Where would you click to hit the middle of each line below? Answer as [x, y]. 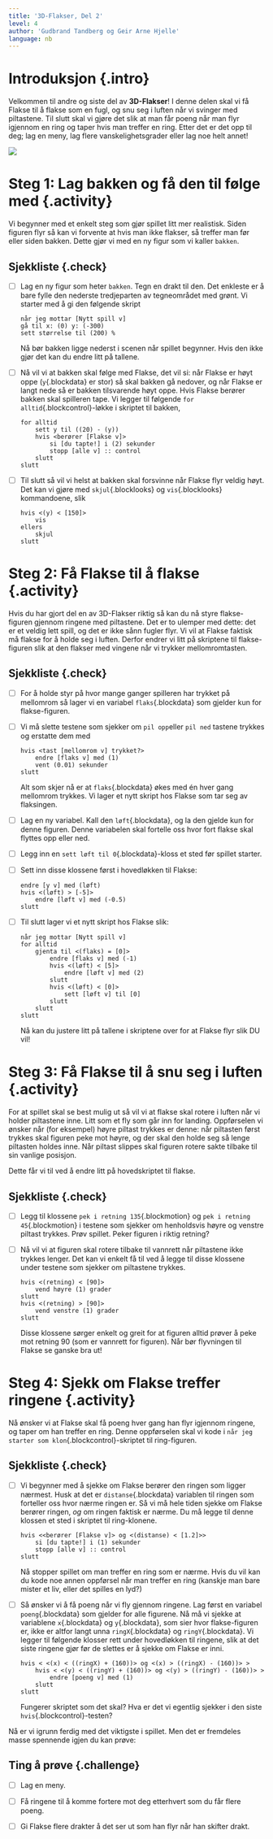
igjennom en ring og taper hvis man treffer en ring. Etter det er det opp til [130, 128]
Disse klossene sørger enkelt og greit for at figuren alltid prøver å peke [139, 1333]
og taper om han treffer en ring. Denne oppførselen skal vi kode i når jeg [131, 1432]
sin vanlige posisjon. [43, 1155]
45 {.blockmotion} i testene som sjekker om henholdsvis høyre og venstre [142, 1225]
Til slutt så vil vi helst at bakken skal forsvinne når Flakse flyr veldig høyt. [142, 480]
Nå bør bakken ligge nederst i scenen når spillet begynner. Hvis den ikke [142, 348]
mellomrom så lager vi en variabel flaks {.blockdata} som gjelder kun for [141, 702]
